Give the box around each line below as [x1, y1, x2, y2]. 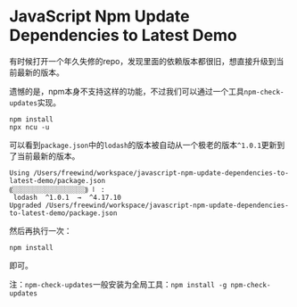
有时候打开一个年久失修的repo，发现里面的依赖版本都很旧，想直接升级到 [9, 55, 276, 66]
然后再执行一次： [9, 225, 72, 236]
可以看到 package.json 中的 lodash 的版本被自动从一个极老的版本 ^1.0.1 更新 [9, 139, 277, 150]
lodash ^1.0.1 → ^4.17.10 [12, 193, 122, 202]
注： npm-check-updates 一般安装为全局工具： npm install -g [9, 278, 227, 289]
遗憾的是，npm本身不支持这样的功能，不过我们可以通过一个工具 [9, 86, 245, 96]
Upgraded [9, 201, 42, 210]
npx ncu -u [9, 122, 50, 131]
